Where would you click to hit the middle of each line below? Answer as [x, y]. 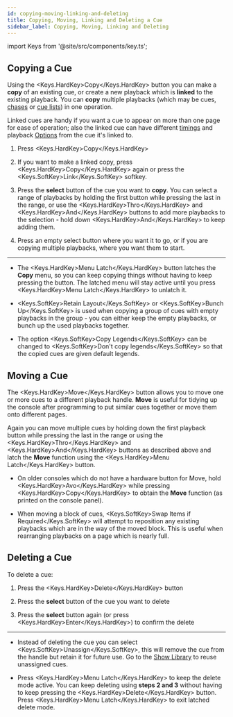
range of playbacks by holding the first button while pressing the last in [119, 198]
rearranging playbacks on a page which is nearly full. [93, 536]
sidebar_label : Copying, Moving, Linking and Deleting [88, 26]
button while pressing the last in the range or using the [85, 435]
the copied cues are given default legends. [78, 354]
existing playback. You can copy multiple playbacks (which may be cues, [112, 100]
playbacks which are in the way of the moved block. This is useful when [120, 529]
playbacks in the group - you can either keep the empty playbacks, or [117, 318]
